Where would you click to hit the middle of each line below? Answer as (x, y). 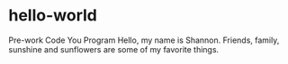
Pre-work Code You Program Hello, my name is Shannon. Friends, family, (144, 40)
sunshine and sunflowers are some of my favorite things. (114, 49)
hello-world (53, 16)
